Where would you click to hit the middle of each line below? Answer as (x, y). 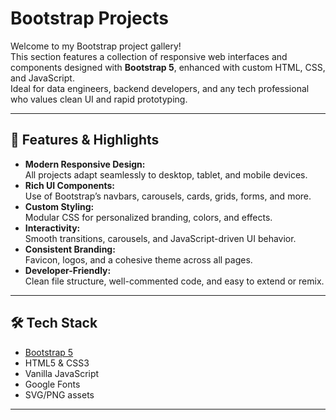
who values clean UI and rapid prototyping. (99, 99)
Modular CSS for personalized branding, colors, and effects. (148, 217)
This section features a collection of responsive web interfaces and (149, 56)
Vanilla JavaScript (62, 373)
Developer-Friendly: (68, 270)
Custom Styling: (59, 206)
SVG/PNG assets (59, 394)
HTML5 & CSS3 (57, 363)
